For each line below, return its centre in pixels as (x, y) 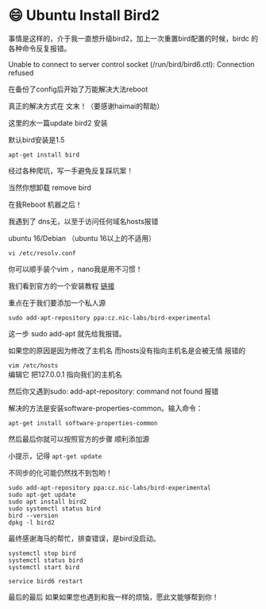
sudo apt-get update (42, 495)
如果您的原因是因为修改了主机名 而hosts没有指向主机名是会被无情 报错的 (127, 350)
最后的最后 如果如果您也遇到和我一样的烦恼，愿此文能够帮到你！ (114, 597)
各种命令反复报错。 (40, 48)
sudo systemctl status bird (55, 508)
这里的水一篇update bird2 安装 (58, 122)
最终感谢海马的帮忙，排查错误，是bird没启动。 (84, 538)
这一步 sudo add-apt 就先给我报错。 (67, 333)
